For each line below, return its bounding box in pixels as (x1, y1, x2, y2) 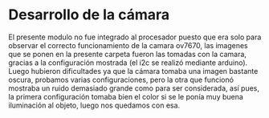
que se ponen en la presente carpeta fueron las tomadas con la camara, (8, 49, 247, 59)
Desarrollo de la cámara (8, 6, 170, 24)
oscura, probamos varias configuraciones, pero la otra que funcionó (8, 75, 234, 84)
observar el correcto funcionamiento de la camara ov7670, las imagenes (8, 40, 248, 50)
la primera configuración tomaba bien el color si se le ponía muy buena (8, 92, 243, 101)
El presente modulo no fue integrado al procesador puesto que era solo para (8, 32, 262, 42)
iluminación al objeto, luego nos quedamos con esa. (8, 100, 181, 110)
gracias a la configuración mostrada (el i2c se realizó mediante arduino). (8, 58, 248, 67)
